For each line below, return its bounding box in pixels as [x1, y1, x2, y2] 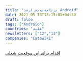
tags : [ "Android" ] [5, 21, 44, 27]
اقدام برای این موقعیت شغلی [5, 49, 61, 56]
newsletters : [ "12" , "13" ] [5, 31, 60, 36]
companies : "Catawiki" [5, 36, 53, 41]
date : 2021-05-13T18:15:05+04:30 [5, 12, 76, 17]
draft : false [5, 17, 33, 22]
